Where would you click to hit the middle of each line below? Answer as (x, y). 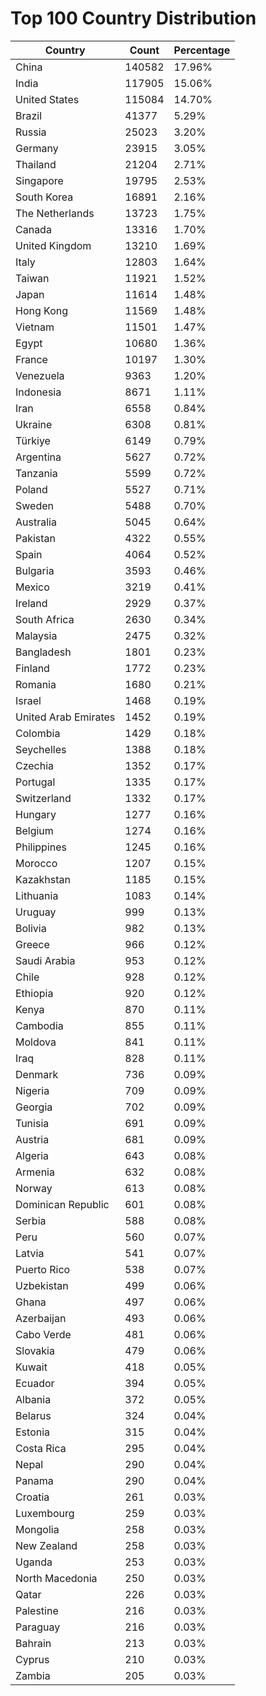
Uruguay (36, 912)
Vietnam (35, 327)
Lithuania (37, 895)
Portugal (35, 782)
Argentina (38, 457)
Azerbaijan (41, 1318)
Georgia (34, 1107)
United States (47, 99)
